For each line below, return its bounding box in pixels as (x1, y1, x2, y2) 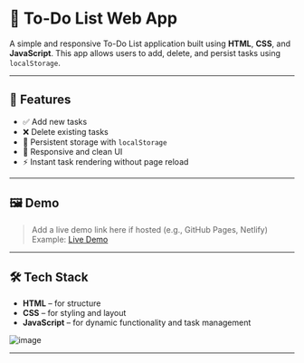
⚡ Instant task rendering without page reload (22, 156, 189, 167)
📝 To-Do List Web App (9, 8, 178, 29)
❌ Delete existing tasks (22, 126, 109, 137)
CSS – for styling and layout (22, 308, 127, 319)
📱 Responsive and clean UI (22, 146, 123, 157)
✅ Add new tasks (22, 116, 88, 127)
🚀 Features (9, 92, 71, 108)
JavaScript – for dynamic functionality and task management (22, 317, 252, 329)
